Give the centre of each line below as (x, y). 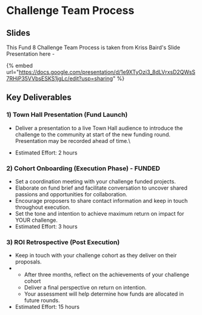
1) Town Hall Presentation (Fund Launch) (67, 114)
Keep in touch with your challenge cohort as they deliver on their (96, 256)
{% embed (20, 65)
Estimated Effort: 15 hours (47, 307)
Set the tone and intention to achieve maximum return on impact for (99, 213)
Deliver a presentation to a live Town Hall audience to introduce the (99, 128)
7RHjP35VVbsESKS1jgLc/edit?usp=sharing (60, 78)
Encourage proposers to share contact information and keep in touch (101, 201)
